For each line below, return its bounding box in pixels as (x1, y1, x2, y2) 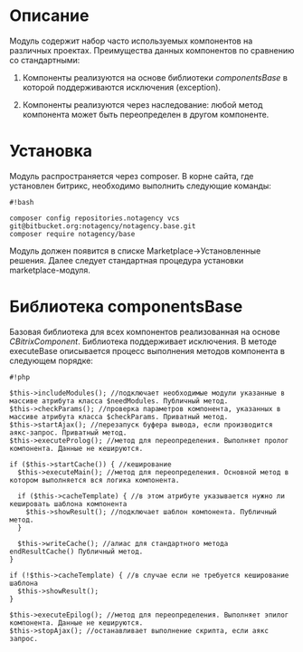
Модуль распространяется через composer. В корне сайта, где (9, 170, 254, 181)
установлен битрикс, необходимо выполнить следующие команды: (9, 180, 271, 191)
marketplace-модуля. (9, 264, 90, 275)
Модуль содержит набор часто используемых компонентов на (9, 35, 253, 46)
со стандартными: (9, 54, 80, 65)
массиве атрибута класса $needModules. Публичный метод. (9, 396, 229, 406)
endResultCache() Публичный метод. (9, 547, 144, 556)
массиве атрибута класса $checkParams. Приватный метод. (9, 412, 229, 421)
